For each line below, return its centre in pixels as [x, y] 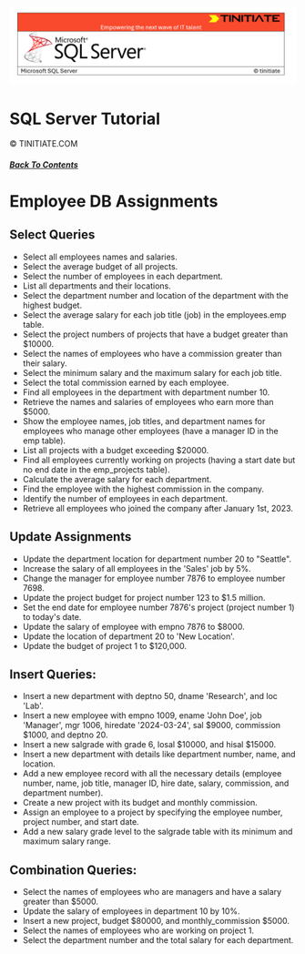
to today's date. [52, 616]
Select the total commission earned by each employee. [126, 382]
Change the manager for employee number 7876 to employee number [154, 578]
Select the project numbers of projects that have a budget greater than [155, 334]
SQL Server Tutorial [85, 119]
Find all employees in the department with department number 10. [146, 392]
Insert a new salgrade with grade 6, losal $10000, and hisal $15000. [149, 745]
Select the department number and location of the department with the [156, 295]
